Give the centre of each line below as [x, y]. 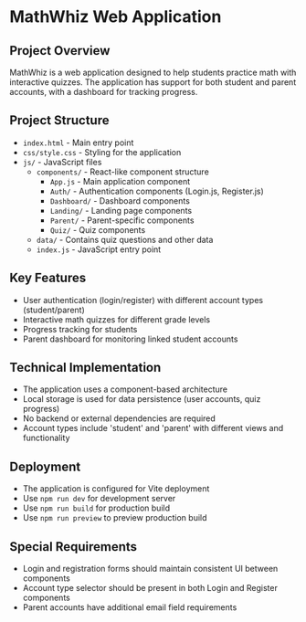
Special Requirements [74, 547]
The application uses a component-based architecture [125, 389]
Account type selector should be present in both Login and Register [150, 588]
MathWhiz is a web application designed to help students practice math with [153, 72]
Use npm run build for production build [96, 508]
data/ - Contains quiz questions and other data [125, 239]
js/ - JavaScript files [62, 162]
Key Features [48, 278]
